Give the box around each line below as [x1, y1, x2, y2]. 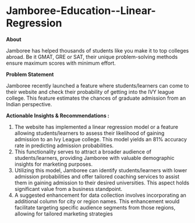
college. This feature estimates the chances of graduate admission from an [6, 95, 186, 102]
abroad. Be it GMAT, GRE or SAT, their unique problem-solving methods [6, 53, 178, 60]
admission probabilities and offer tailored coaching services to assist [14, 173, 180, 180]
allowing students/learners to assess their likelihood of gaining [14, 130, 165, 137]
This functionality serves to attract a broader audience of [14, 148, 152, 155]
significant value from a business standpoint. [14, 185, 122, 192]
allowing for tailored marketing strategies [14, 210, 114, 217]
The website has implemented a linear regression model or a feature [14, 123, 179, 130]
